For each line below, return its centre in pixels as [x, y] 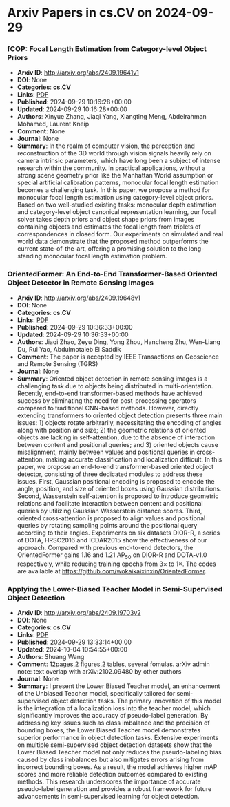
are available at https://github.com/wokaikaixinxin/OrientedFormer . [112, 571]
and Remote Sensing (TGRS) [57, 363]
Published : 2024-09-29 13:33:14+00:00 [74, 642]
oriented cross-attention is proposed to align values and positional [111, 518]
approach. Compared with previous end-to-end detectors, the [105, 547]
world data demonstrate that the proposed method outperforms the [113, 241]
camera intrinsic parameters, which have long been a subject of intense [119, 161]
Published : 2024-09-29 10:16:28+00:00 [74, 102]
